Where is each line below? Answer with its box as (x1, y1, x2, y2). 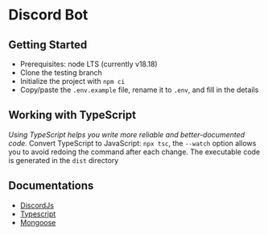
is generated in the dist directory (8, 155, 119, 165)
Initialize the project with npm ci (19, 77, 126, 86)
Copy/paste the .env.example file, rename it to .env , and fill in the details (19, 85, 259, 94)
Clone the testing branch (19, 68, 103, 78)
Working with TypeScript (8, 108, 137, 122)
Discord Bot (8, 6, 89, 24)
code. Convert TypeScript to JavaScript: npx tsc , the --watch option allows (8, 138, 257, 148)
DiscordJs (19, 200, 55, 210)
